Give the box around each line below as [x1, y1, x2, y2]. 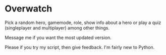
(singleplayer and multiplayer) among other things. [5, 24, 109, 30]
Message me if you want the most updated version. [5, 34, 112, 40]
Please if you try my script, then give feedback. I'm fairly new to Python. [5, 44, 155, 50]
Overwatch [5, 3, 52, 14]
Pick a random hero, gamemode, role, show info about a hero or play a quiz [5, 19, 161, 25]
